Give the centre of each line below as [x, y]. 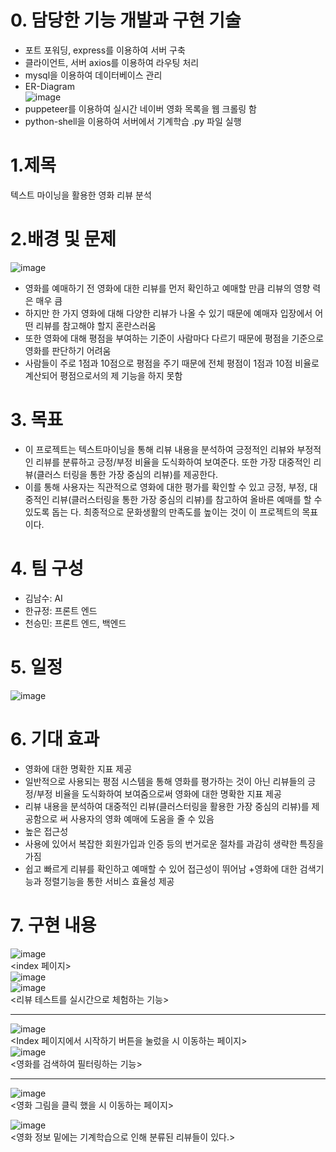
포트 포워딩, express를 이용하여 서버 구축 [105, 50]
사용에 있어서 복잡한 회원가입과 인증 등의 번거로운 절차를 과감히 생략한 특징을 [174, 843]
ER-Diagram [49, 86]
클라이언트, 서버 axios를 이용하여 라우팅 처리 [112, 62]
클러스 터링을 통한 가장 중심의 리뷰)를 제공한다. [127, 474]
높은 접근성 [46, 831]
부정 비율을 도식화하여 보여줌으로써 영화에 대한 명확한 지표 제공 [159, 793]
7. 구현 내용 [53, 925]
